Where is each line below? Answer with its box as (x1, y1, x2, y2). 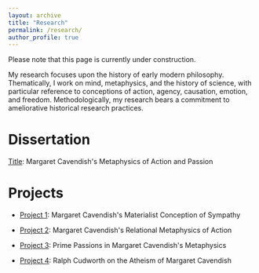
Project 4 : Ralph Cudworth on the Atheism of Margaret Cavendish (19, 256, 232, 265)
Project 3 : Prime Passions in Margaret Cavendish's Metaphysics (19, 241, 227, 250)
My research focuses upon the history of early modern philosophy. (8, 70, 224, 79)
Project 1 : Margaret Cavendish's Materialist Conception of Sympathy (19, 210, 241, 220)
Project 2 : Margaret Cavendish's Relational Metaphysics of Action (19, 225, 232, 235)
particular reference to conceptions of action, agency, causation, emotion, (8, 87, 249, 96)
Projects (8, 184, 64, 202)
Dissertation (8, 131, 90, 149)
